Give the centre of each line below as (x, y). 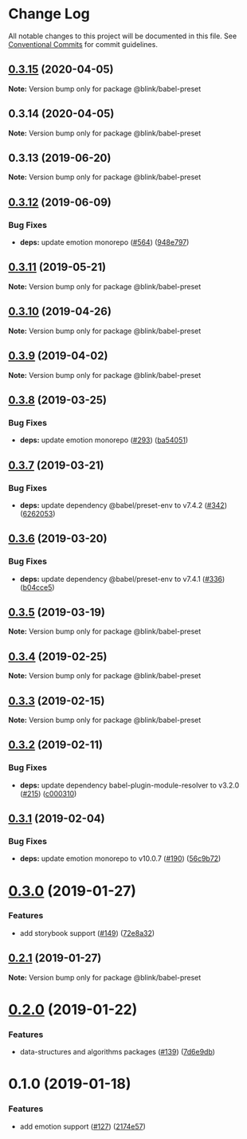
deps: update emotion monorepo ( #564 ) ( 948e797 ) (104, 242)
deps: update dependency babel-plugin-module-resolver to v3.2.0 (129, 785)
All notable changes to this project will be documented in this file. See (123, 36)
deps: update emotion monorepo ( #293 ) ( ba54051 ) (104, 440)
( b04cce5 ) (37, 587)
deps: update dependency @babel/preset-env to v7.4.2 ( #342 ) (123, 505)
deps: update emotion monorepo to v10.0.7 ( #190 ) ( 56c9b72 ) (120, 858)
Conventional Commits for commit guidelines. (83, 44)
